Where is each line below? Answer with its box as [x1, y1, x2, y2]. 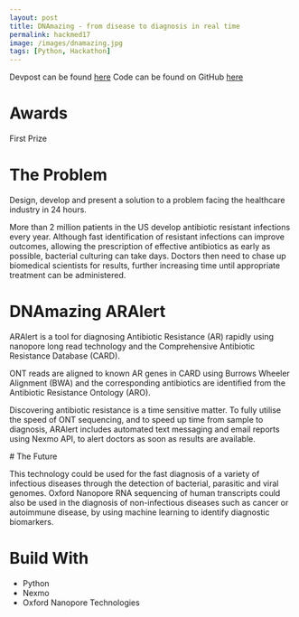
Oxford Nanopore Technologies [22, 597, 140, 608]
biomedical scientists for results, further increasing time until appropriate [9, 260, 281, 271]
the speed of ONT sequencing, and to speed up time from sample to [9, 414, 264, 425]
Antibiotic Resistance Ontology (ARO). [9, 387, 151, 397]
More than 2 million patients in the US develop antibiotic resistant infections [9, 222, 291, 232]
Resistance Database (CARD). [9, 350, 120, 361]
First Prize [9, 133, 48, 145]
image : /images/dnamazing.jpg [9, 38, 124, 48]
